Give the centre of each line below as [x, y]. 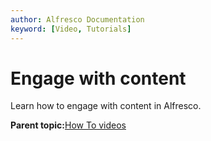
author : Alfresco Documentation [77, 19]
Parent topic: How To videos [68, 125]
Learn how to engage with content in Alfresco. [106, 106]
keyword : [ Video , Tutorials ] [71, 29]
